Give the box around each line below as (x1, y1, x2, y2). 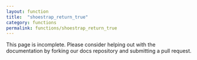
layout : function (6, 8, 49, 15)
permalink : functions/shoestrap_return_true (6, 25, 117, 31)
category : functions (6, 19, 57, 25)
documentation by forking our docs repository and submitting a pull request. (6, 48, 192, 55)
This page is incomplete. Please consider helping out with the (6, 41, 156, 48)
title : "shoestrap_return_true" (6, 14, 88, 20)
